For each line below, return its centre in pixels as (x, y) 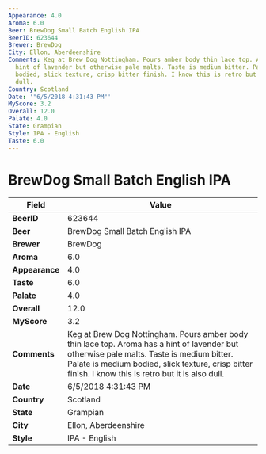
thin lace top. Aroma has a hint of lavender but (153, 344)
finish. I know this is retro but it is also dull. (145, 374)
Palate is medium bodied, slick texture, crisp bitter (160, 364)
